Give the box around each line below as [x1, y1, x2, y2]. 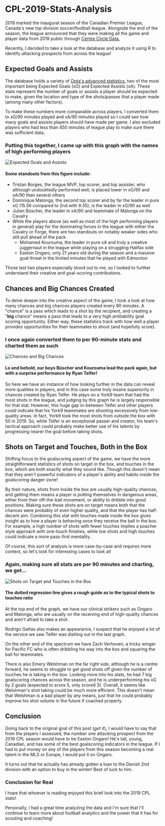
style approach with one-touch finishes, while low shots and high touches [5, 528, 155, 535]
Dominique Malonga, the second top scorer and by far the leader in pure [12, 197, 159, 203]
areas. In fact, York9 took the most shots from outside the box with [20, 413, 156, 418]
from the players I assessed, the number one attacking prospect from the [5, 731, 154, 736]
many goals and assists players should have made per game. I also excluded [5, 119, 161, 125]
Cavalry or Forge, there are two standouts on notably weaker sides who [12, 229, 158, 235]
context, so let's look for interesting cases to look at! [5, 549, 112, 554]
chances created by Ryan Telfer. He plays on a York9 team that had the [5, 392, 150, 398]
